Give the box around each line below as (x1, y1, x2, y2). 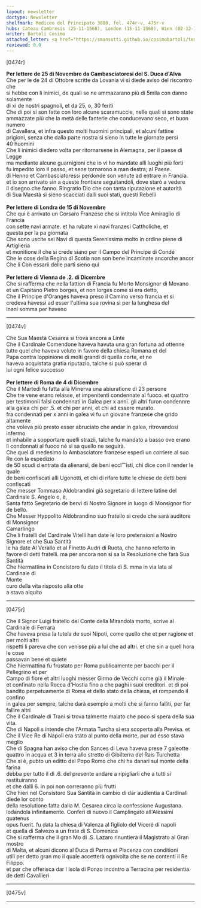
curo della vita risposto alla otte (6, 582, 84, 590)
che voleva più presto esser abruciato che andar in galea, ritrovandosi (6, 423, 178, 430)
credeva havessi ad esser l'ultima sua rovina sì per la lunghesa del (6, 299, 169, 306)
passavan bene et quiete (6, 655, 67, 663)
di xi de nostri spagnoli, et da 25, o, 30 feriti (6, 102, 114, 109)
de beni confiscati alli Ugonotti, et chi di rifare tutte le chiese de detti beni (6, 474, 187, 481)
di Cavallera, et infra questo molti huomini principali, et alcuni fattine (6, 127, 174, 135)
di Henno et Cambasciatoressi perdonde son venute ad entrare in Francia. (6, 172, 188, 179)
